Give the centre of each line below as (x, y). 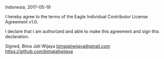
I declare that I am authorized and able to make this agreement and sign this (82, 31)
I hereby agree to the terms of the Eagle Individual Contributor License (77, 16)
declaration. (17, 37)
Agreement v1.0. (22, 22)
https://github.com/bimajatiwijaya (39, 51)
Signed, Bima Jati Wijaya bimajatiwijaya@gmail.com (58, 46)
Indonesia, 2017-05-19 (28, 7)
